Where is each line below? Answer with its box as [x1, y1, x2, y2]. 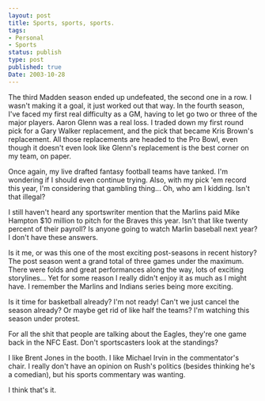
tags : [8, 26, 26, 34]
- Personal [8, 33, 44, 42]
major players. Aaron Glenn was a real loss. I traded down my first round [8, 117, 244, 127]
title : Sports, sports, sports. [8, 19, 115, 27]
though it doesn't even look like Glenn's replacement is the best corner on [8, 143, 249, 152]
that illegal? [8, 192, 46, 201]
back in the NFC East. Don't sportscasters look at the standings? [8, 338, 219, 347]
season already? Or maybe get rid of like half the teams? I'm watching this [8, 305, 250, 315]
